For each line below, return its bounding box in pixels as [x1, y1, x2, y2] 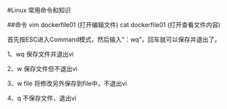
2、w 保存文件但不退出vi [7, 65, 78, 72]
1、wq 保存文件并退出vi [7, 50, 74, 58]
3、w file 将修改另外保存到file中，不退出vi [7, 79, 127, 88]
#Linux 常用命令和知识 [7, 6, 72, 14]
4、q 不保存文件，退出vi [7, 94, 76, 102]
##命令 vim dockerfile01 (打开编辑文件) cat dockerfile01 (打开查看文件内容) [7, 21, 221, 29]
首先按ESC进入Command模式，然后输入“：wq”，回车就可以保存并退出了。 [7, 35, 221, 43]
